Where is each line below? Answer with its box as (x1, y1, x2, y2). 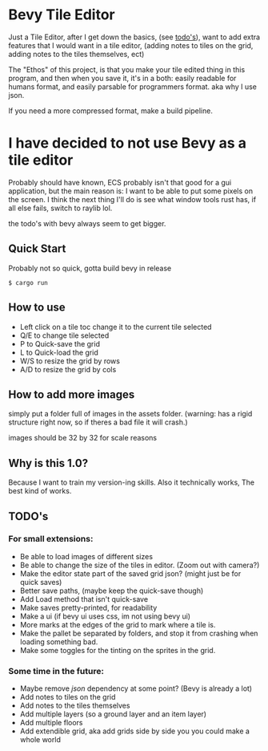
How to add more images (8, 388, 135, 401)
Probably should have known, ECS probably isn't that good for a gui (8, 177, 232, 187)
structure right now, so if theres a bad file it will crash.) (8, 417, 188, 427)
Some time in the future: (8, 665, 104, 676)
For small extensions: (8, 534, 94, 545)
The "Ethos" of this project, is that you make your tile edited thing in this (8, 64, 246, 74)
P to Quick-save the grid (19, 339, 100, 348)
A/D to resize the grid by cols (19, 364, 117, 374)
